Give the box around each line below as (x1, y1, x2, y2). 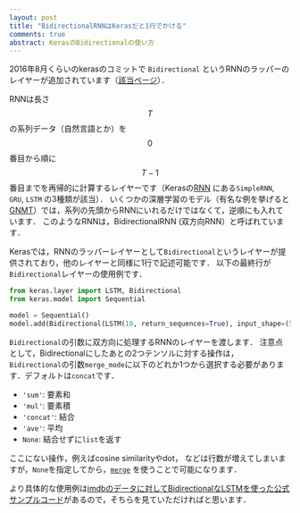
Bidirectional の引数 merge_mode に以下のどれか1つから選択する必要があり (9, 358, 277, 369)
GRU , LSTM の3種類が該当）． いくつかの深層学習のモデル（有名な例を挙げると (9, 194, 290, 205)
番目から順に (9, 153, 56, 164)
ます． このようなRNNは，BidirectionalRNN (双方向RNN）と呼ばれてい (16, 216, 277, 227)
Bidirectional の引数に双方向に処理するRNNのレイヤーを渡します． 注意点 (9, 336, 284, 347)
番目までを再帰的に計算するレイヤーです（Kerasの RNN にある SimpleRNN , (9, 182, 275, 193)
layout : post (9, 13, 58, 22)
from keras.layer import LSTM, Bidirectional (9, 287, 181, 296)
